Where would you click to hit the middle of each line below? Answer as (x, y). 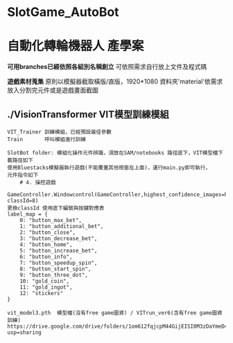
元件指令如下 (23, 175)
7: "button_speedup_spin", (59, 263)
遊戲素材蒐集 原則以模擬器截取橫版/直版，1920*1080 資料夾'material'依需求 (115, 81)
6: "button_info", (46, 257)
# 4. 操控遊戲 (38, 182)
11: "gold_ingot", (46, 287)
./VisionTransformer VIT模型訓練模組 (88, 114)
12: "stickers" (42, 293)
